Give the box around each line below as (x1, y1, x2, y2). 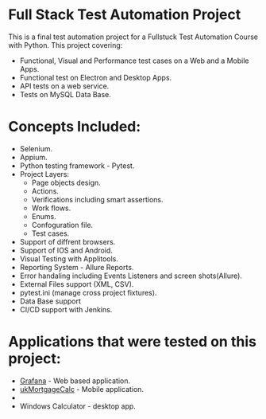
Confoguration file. (31, 220, 94, 229)
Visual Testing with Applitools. (19, 253, 119, 264)
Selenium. (19, 143, 53, 153)
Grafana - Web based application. (19, 376, 131, 386)
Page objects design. (31, 178, 101, 187)
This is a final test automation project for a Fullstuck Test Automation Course (8, 32, 258, 41)
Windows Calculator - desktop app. (19, 401, 137, 411)
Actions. (31, 186, 60, 196)
